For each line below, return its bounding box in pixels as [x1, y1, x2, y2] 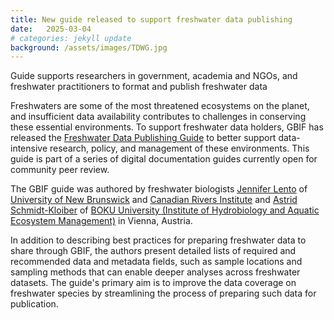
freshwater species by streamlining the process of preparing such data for [10, 287, 317, 300]
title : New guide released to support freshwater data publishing [10, 14, 293, 25]
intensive [10, 142, 48, 155]
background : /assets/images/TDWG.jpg [10, 42, 168, 53]
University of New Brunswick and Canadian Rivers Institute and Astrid [10, 194, 298, 206]
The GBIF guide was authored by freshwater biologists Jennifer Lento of [10, 183, 308, 195]
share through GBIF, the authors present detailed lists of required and [10, 245, 297, 257]
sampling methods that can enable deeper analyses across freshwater [10, 266, 301, 278]
